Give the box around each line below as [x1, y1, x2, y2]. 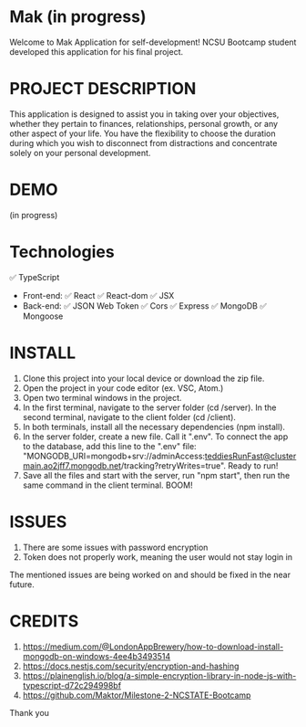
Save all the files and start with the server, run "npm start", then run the [22, 469, 291, 480]
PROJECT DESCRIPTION [9, 79, 197, 100]
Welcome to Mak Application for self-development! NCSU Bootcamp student [9, 37, 297, 47]
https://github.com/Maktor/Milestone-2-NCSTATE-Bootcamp [22, 690, 251, 701]
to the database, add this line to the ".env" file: [22, 440, 198, 451]
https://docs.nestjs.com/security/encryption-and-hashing [22, 660, 240, 671]
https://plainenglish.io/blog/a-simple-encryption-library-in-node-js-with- [22, 669, 297, 681]
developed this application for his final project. [9, 46, 184, 57]
